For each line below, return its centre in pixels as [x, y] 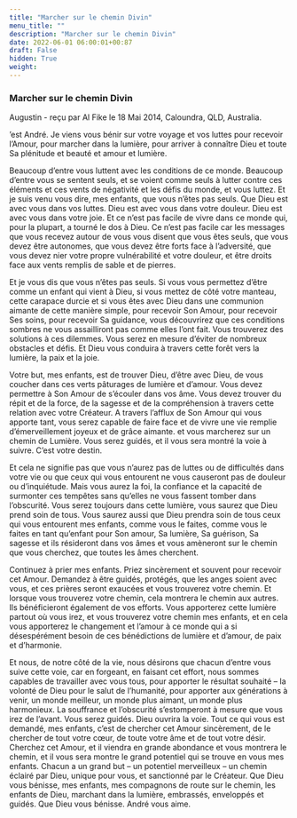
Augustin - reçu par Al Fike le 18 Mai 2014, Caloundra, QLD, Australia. [136, 117]
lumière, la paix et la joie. [55, 358]
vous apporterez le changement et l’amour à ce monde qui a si [123, 626]
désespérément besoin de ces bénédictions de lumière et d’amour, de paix [145, 636]
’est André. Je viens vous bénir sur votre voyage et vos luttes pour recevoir [146, 135]
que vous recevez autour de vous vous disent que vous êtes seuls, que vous [149, 237]
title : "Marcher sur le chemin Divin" [81, 17]
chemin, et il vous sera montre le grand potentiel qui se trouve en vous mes [147, 757]
